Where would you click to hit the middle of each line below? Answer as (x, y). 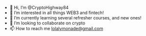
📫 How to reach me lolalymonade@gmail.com (56, 28)
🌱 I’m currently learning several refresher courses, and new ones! (75, 18)
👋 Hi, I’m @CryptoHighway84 (39, 8)
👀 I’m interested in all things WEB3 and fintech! (57, 13)
